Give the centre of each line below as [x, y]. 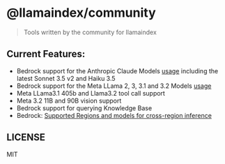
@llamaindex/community [81, 13]
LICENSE [26, 137]
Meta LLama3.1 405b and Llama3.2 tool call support [91, 93]
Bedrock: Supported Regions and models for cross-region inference [114, 115]
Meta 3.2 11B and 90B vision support [69, 100]
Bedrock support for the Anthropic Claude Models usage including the [117, 70]
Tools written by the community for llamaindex [90, 32]
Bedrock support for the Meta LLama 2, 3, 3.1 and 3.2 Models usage [114, 86]
